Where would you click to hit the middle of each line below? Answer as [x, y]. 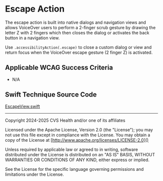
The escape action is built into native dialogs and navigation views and [76, 22]
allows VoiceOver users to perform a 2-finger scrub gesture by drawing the [81, 27]
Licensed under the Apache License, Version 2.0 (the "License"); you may [79, 130]
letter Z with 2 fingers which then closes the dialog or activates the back [77, 33]
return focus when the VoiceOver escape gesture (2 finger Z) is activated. [79, 52]
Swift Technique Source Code [51, 95]
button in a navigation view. [32, 38]
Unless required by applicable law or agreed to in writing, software [72, 149]
